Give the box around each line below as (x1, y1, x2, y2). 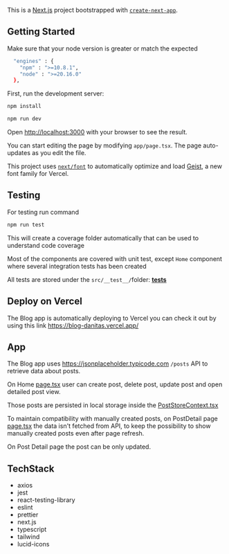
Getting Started (7, 26, 75, 37)
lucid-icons (17, 540, 50, 548)
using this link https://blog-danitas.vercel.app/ (7, 321, 139, 330)
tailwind (17, 533, 40, 541)
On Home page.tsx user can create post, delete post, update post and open (7, 380, 223, 388)
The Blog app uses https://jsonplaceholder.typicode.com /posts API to (7, 359, 208, 368)
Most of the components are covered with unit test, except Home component (7, 254, 223, 262)
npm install (7, 103, 42, 110)
